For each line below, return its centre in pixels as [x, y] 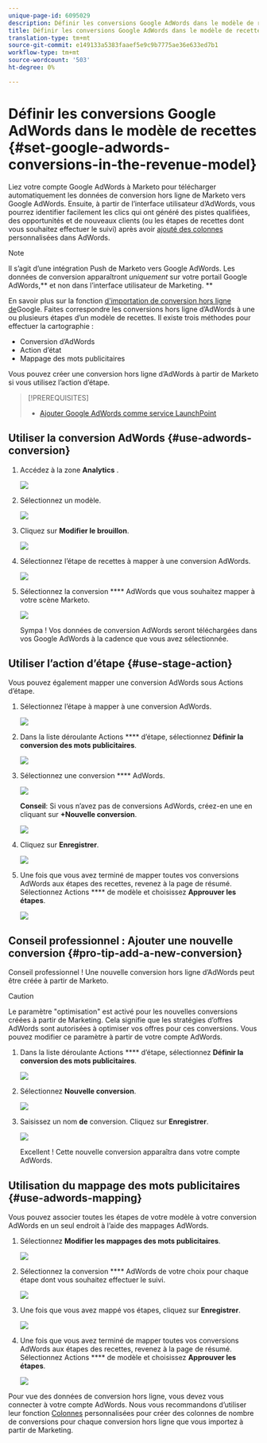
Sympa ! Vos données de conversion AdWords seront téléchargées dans [138, 630]
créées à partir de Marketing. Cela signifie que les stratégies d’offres [120, 1020]
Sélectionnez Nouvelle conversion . [78, 1091]
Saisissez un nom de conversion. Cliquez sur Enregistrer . [114, 1122]
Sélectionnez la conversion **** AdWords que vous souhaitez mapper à [137, 591]
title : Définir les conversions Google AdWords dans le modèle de [120, 30]
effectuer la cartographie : [51, 326]
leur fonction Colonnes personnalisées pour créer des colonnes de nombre [131, 1413]
